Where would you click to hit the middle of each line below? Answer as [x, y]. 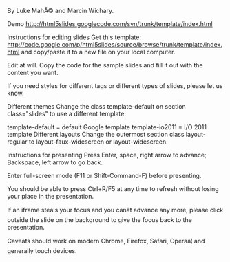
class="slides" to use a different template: [66, 114]
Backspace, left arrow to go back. [55, 162]
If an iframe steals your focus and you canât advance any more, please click [115, 210]
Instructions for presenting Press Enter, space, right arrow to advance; [107, 155]
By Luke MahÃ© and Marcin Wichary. [61, 11]
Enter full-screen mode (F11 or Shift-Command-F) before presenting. [104, 176]
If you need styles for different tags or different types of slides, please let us [115, 86]
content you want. [33, 73]
